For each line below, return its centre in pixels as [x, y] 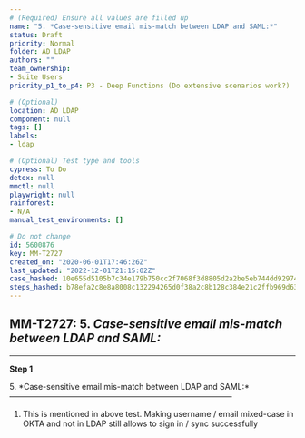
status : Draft [36, 35]
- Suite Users [36, 77]
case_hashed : [34, 279]
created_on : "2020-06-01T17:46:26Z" [79, 262]
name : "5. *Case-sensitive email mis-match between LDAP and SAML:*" [144, 26]
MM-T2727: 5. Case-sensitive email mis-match [146, 324]
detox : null [32, 178]
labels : [24, 136]
